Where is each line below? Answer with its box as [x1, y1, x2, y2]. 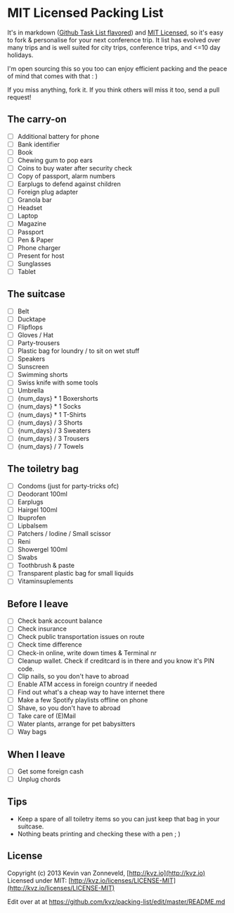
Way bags [17, 728, 47, 736]
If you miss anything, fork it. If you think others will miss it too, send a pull [7, 85, 220, 94]
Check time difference [17, 640, 82, 649]
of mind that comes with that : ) [7, 72, 98, 80]
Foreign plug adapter [17, 188, 79, 197]
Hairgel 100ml [17, 505, 58, 514]
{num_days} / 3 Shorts [17, 418, 83, 427]
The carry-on [7, 113, 67, 125]
